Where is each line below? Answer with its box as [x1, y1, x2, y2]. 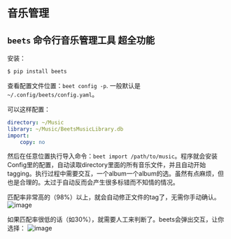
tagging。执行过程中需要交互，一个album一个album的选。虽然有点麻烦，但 [7, 169, 224, 178]
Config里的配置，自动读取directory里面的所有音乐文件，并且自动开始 [7, 161, 206, 169]
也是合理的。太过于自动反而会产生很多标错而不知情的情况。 [7, 178, 179, 187]
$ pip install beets [7, 68, 68, 75]
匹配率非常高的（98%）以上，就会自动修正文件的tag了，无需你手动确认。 [7, 193, 220, 201]
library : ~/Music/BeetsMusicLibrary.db [7, 125, 124, 133]
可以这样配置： [7, 105, 50, 113]
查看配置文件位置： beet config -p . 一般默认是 [7, 81, 141, 89]
